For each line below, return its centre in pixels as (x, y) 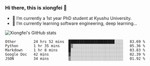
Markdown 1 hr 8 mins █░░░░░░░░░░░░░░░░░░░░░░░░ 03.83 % (75, 50)
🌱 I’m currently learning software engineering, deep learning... (75, 23)
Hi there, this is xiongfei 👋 (36, 8)
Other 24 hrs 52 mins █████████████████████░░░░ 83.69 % (75, 42)
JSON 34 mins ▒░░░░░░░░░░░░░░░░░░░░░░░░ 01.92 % (75, 59)
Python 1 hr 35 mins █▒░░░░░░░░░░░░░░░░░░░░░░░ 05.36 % (75, 46)
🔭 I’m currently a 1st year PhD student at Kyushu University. (72, 18)
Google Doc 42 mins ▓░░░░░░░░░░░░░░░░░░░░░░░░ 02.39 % (75, 55)
